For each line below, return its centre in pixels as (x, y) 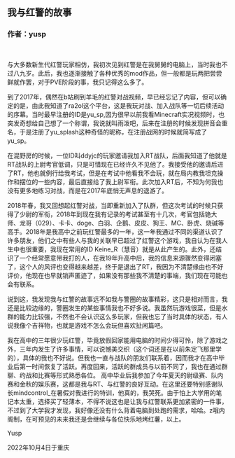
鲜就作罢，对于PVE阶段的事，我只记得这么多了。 (78, 82)
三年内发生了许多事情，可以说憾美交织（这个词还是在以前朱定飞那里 (117, 349)
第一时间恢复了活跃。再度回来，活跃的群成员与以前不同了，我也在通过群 (123, 366)
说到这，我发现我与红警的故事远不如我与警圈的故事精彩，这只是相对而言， (114, 299)
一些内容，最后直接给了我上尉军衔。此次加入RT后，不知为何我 (128, 181)
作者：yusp (27, 34)
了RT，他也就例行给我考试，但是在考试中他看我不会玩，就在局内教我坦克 (113, 173)
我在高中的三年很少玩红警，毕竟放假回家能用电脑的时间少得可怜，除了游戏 (114, 340)
